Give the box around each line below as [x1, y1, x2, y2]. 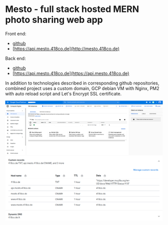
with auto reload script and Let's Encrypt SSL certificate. [5, 90, 121, 96]
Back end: [5, 55, 26, 61]
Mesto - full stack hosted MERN [5, 3, 139, 15]
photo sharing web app [5, 14, 103, 25]
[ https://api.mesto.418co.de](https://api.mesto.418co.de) [12, 70, 129, 76]
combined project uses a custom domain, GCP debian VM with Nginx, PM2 [5, 85, 159, 91]
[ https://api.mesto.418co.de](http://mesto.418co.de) [12, 45, 120, 51]
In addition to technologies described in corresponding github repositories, [5, 80, 159, 86]
